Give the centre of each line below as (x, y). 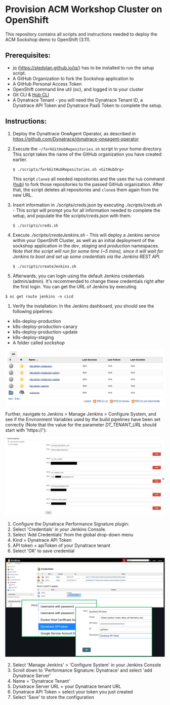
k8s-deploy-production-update (45, 332)
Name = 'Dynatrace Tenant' (41, 681)
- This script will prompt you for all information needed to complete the (86, 210)
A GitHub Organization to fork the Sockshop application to (73, 78)
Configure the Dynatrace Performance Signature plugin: (71, 524)
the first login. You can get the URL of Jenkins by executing (74, 286)
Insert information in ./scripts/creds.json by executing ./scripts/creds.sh (87, 205)
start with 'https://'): (26, 430)
